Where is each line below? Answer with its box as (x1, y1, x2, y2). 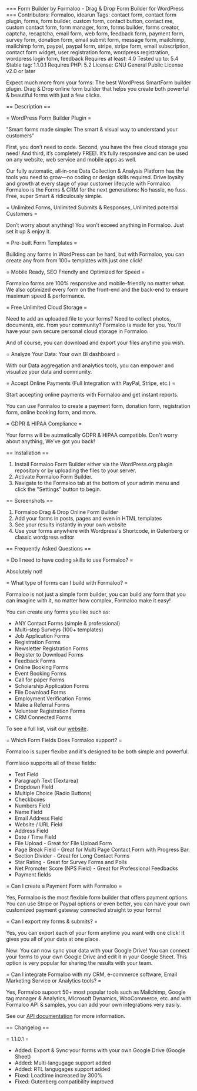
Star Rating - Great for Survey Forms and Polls (14, 859, 128, 865)
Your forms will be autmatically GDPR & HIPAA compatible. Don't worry (6, 431, 178, 439)
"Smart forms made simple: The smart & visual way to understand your (6, 126, 178, 133)
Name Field (14, 809, 43, 815)
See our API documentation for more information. (6, 1013, 125, 1019)
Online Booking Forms (14, 664, 69, 671)
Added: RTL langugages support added (14, 1066, 111, 1072)
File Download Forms (14, 689, 66, 696)
